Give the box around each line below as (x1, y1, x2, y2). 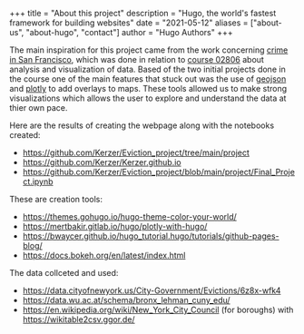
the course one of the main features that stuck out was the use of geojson (9, 74, 287, 84)
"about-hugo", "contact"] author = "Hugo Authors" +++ (25, 27, 233, 37)
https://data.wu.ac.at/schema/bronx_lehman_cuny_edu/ (22, 295, 230, 305)
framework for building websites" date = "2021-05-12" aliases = (9, 17, 249, 28)
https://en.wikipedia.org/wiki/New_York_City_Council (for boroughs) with (22, 304, 294, 315)
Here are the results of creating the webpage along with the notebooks (9, 120, 275, 131)
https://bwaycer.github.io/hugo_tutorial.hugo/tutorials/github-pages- (22, 231, 279, 241)
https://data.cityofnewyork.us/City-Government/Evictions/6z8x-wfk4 (22, 285, 281, 296)
